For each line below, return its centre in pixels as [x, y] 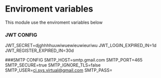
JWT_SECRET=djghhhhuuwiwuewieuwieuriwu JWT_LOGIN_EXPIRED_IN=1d [81, 46]
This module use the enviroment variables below [54, 22]
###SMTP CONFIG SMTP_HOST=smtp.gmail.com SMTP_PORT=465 [74, 60]
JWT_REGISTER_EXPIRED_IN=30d [40, 51]
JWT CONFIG [21, 35]
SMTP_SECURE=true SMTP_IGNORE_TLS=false [53, 65]
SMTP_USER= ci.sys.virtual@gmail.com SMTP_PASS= [59, 70]
